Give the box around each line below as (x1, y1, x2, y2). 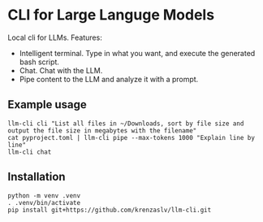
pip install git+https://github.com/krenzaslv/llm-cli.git (7, 206, 212, 214)
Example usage (7, 98, 87, 111)
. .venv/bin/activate (7, 198, 81, 207)
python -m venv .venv (7, 191, 81, 200)
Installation (7, 170, 66, 184)
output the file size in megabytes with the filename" (7, 126, 197, 135)
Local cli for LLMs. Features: (7, 33, 102, 42)
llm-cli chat (7, 148, 52, 156)
